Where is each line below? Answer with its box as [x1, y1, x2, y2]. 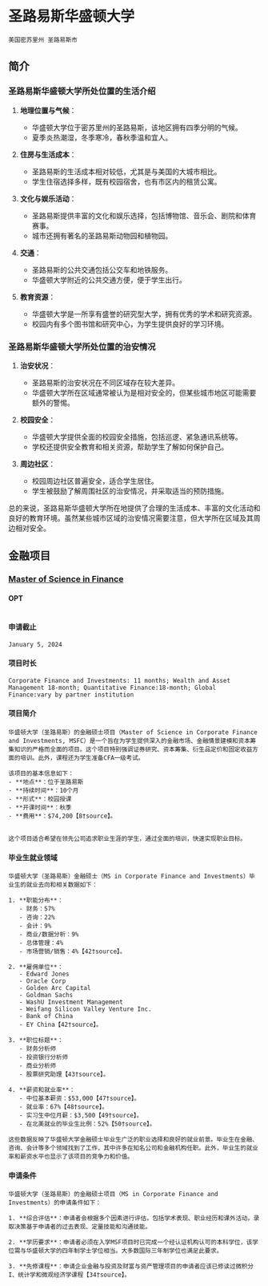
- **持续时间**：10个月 [8, 787, 79, 795]
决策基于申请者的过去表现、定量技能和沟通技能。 [14, 1223, 152, 1231]
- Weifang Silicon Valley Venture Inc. [18, 1005, 152, 1013]
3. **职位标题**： [8, 1037, 64, 1045]
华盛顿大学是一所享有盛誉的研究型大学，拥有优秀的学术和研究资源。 [31, 309, 257, 318]
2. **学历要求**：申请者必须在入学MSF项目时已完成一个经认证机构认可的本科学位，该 [8, 1239, 253, 1247]
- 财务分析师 [18, 1045, 57, 1053]
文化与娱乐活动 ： [19, 193, 77, 203]
